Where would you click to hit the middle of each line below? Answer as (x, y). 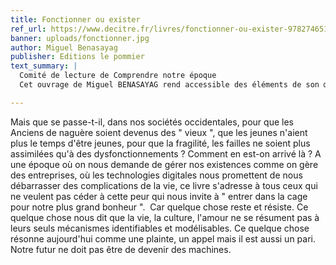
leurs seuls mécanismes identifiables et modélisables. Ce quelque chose (160, 228)
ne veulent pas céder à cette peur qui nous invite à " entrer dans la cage (159, 196)
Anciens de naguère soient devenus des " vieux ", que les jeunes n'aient (159, 132)
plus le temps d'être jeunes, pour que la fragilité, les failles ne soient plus (160, 143)
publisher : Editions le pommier (77, 57)
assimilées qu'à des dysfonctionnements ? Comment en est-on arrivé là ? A (166, 153)
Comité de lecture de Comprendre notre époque (118, 76)
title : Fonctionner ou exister (75, 19)
